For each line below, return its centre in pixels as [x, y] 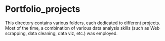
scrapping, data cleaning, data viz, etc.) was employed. [61, 33]
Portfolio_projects [43, 9]
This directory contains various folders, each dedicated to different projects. [83, 23]
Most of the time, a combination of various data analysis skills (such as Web [82, 28]
